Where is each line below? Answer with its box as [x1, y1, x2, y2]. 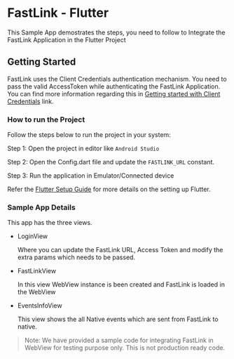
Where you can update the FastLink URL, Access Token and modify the [17, 246, 223, 254]
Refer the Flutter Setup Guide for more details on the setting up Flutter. [7, 185, 212, 194]
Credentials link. [7, 97, 54, 105]
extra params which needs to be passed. [17, 253, 135, 261]
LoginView [17, 232, 48, 240]
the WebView [17, 288, 56, 296]
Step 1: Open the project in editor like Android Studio [7, 144, 160, 152]
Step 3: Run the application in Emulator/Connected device [7, 171, 174, 180]
